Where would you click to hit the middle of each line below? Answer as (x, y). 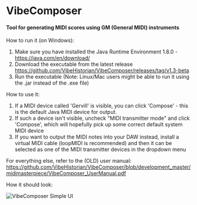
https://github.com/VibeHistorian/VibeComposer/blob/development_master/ (98, 167)
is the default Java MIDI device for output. (65, 112)
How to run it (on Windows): (40, 41)
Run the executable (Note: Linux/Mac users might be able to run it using (102, 77)
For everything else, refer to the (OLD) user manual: (69, 161)
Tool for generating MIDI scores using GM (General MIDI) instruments (93, 27)
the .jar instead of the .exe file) (52, 83)
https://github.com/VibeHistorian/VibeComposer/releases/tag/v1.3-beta (102, 70)
